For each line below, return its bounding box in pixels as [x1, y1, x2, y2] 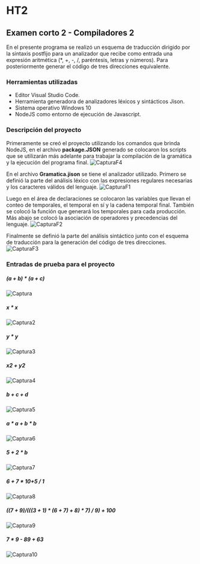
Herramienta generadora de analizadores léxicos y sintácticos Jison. [14, 98, 185, 105]
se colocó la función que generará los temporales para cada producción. [6, 207, 187, 215]
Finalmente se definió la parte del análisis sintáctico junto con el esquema [6, 232, 189, 239]
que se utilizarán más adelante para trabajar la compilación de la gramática [6, 152, 192, 160]
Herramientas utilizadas [6, 78, 78, 86]
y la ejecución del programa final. [6, 158, 89, 166]
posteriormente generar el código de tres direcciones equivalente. [6, 63, 171, 70]
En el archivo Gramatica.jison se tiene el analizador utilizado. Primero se [6, 170, 187, 178]
